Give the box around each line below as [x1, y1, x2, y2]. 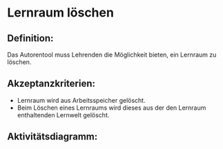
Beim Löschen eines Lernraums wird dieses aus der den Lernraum [17, 103, 206, 112]
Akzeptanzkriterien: [7, 78, 95, 90]
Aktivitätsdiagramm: [7, 131, 98, 143]
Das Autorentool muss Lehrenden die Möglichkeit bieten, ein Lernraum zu [7, 50, 217, 59]
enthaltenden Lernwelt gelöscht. [17, 110, 110, 119]
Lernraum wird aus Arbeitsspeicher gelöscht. [17, 96, 146, 104]
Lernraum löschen [7, 5, 114, 21]
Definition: [7, 32, 54, 44]
